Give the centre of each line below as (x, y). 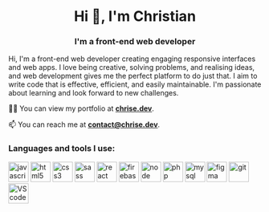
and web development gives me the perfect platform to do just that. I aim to (133, 76)
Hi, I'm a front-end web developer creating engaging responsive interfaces (132, 59)
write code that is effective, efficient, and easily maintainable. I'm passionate (135, 84)
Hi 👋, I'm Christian (135, 16)
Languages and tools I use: (62, 149)
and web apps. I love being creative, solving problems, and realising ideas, (132, 67)
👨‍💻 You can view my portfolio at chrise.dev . (82, 108)
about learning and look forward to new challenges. (94, 93)
